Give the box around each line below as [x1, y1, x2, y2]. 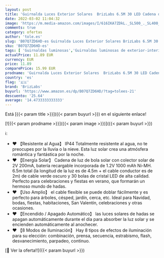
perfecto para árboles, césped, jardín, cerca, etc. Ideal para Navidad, [12, 195, 151, 200]
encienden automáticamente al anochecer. [12, 221, 99, 227]
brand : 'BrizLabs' [5, 84, 42, 89]
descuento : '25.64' [5, 93, 45, 98]
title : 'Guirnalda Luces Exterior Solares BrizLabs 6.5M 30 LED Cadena [5, 12, 156, 17]
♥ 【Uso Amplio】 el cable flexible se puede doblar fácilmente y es [12, 189, 148, 195]
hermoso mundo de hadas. [12, 183, 67, 189]
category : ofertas [5, 30, 42, 35]
